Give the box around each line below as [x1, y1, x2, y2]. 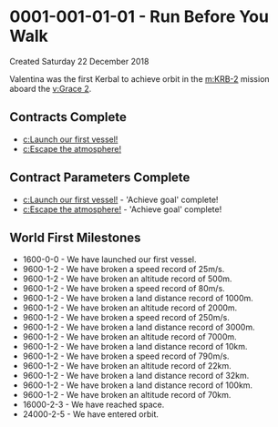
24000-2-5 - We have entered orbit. [22, 409, 160, 420]
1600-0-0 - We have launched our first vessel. [22, 254, 198, 265]
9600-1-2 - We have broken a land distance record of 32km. [22, 371, 250, 381]
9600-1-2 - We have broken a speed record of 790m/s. [22, 351, 230, 361]
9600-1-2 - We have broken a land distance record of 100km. [22, 380, 253, 391]
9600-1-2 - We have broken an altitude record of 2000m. [22, 302, 238, 313]
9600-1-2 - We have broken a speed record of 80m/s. [22, 283, 225, 294]
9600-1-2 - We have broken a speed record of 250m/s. [22, 312, 230, 323]
